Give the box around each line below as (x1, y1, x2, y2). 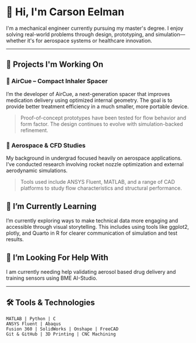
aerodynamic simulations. (6, 167, 68, 174)
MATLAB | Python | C (6, 316, 57, 322)
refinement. (20, 126, 48, 133)
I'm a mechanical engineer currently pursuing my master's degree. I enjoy (6, 25, 184, 32)
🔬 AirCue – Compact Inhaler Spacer (6, 77, 108, 85)
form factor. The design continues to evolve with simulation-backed (20, 120, 183, 128)
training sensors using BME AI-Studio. (6, 275, 97, 282)
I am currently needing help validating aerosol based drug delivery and (6, 268, 176, 275)
